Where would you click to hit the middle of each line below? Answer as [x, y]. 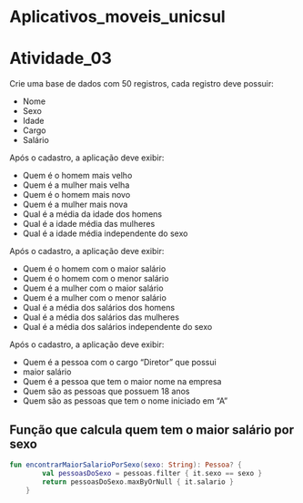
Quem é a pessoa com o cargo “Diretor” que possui [119, 363]
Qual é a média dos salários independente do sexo [117, 327]
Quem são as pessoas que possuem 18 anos [106, 391]
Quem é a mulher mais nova [75, 205]
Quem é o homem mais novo [76, 195]
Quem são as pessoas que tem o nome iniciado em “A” [125, 401]
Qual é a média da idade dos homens [92, 214]
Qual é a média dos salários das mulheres [101, 317]
